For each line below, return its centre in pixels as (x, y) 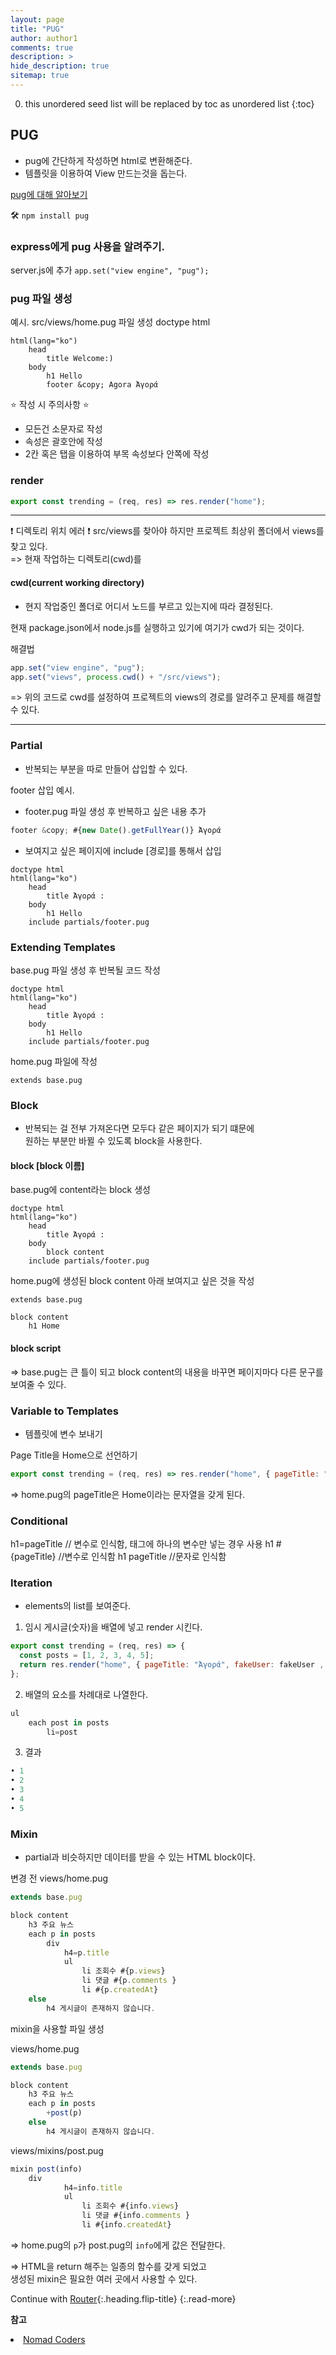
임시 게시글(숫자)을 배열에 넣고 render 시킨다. (113, 1627)
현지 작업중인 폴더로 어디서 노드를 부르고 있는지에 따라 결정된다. (148, 606)
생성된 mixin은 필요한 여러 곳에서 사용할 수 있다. (104, 2278)
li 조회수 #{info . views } (130, 2206)
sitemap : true (40, 76)
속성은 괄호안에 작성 (63, 442)
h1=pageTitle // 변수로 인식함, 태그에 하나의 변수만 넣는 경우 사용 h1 (142, 1544)
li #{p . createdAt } (120, 1990)
